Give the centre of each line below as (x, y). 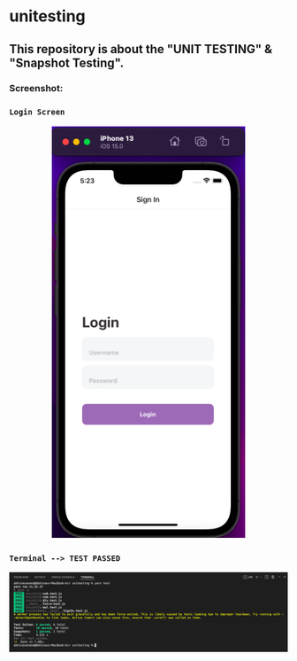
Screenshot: (36, 88)
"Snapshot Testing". (67, 62)
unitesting (47, 16)
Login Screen (37, 112)
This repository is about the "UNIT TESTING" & (141, 49)
